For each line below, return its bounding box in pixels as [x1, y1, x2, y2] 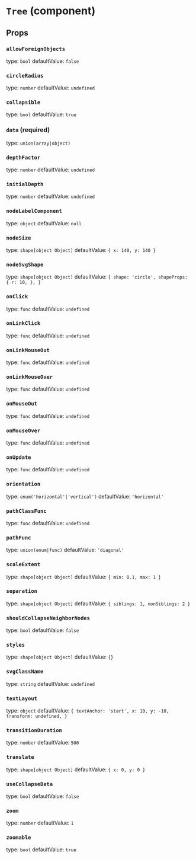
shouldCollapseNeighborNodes [6, 615, 91, 621]
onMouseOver [6, 427, 41, 434]
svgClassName [6, 668, 44, 675]
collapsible [6, 99, 41, 106]
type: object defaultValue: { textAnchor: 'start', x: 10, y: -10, [6, 707, 169, 714]
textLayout [6, 695, 37, 702]
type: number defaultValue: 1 [6, 819, 74, 826]
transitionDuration [6, 727, 62, 733]
